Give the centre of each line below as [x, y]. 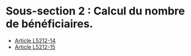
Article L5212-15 [35, 47]
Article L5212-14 [35, 40]
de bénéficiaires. [49, 24]
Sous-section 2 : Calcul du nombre [95, 11]
